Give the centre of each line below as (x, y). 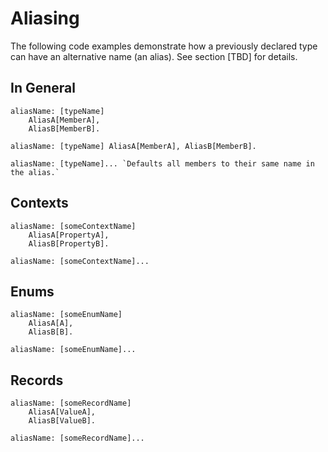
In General (43, 88)
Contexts (39, 203)
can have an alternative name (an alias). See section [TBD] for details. (154, 56)
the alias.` (35, 172)
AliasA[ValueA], (62, 412)
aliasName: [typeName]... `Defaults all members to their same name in (162, 163)
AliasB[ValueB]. (62, 421)
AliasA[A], (51, 323)
